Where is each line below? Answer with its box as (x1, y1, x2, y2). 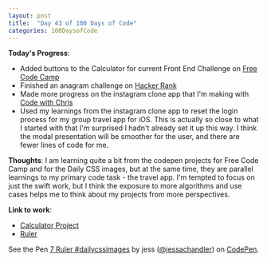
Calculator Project (19, 220, 80, 230)
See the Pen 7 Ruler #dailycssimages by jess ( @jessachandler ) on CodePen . (8, 244, 259, 254)
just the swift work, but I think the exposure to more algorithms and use (8, 181, 242, 191)
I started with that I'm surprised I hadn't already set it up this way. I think (19, 123, 257, 133)
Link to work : (8, 205, 53, 215)
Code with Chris (19, 97, 73, 108)
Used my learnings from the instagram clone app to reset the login (19, 106, 238, 116)
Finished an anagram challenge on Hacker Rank (19, 81, 177, 90)
